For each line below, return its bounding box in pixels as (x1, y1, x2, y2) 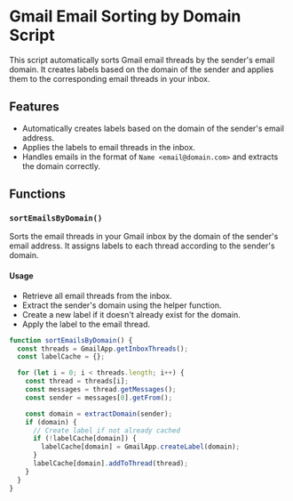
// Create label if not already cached (32, 425, 180, 435)
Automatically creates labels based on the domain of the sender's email (21, 123, 284, 133)
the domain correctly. (21, 160, 100, 171)
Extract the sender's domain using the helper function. (21, 300, 222, 311)
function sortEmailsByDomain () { (9, 335, 133, 344)
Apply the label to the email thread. (21, 319, 151, 329)
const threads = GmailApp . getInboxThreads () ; (17, 344, 189, 353)
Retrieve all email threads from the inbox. (21, 290, 173, 301)
